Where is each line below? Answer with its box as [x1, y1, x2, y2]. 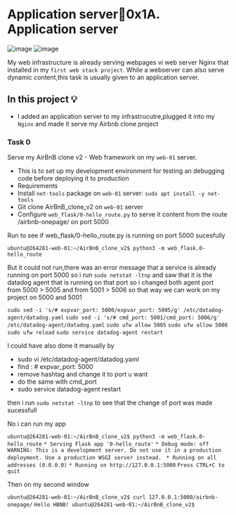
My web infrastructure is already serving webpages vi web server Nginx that [7, 58, 229, 66]
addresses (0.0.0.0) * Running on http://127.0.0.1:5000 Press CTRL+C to [7, 462, 225, 469]
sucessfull [7, 406, 37, 415]
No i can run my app [7, 419, 67, 428]
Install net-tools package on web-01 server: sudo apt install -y [17, 189, 205, 197]
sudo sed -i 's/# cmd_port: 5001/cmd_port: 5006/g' [65, 314, 220, 322]
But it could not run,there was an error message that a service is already [7, 263, 216, 272]
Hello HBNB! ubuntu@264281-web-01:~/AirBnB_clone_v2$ [34, 502, 195, 509]
